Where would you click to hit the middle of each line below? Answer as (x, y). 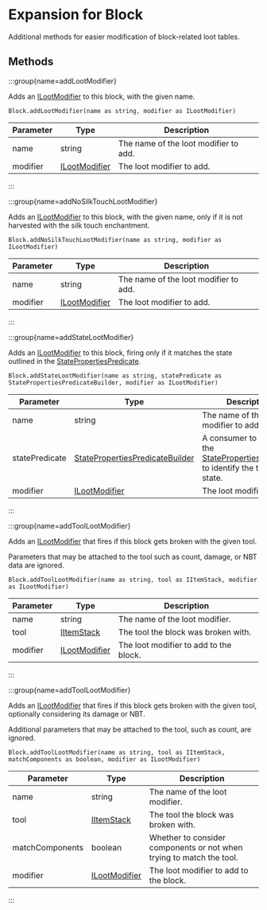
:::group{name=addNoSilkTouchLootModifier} (83, 201)
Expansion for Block (76, 15)
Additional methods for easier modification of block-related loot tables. (124, 37)
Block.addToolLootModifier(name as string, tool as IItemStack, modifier (133, 580)
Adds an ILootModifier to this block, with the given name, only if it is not (126, 217)
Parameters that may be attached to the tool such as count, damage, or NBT (133, 557)
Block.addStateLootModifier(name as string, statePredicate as (115, 376)
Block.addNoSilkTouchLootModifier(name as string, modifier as (115, 240)
